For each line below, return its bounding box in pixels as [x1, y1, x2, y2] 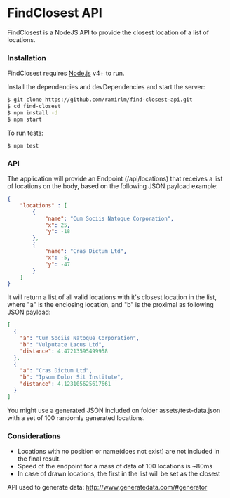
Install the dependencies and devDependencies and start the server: [7, 83, 205, 91]
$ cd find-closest [7, 103, 61, 110]
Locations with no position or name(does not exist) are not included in [17, 447, 219, 456]
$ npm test [7, 142, 39, 149]
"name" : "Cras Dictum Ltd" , [44, 248, 128, 255]
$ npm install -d [7, 109, 58, 117]
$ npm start [7, 116, 42, 123]
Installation [7, 53, 47, 63]
